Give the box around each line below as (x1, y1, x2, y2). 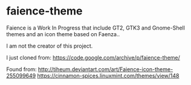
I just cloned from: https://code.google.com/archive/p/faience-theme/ (6, 54, 180, 61)
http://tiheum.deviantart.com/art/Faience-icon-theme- (38, 65, 173, 73)
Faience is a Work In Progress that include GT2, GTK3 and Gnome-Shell (6, 24, 186, 31)
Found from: (6, 65, 37, 73)
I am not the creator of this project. (6, 42, 93, 49)
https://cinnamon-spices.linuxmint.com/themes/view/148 (37, 72, 180, 79)
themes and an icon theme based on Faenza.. (6, 30, 120, 37)
